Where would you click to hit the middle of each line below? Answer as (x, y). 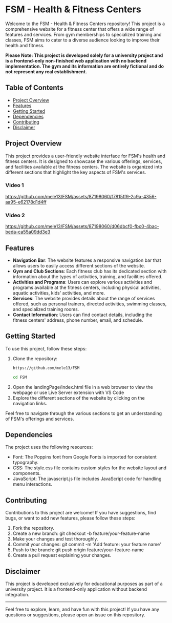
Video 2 (15, 215)
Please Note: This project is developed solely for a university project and (84, 55)
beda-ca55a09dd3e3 (28, 232)
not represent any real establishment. (46, 71)
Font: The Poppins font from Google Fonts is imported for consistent (85, 457)
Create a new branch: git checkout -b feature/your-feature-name (81, 533)
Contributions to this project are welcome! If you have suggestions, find (81, 513)
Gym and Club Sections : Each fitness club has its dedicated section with (90, 271)
